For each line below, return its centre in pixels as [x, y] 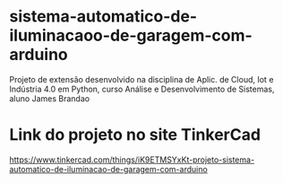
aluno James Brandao [50, 98]
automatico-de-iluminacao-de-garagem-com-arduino [108, 169]
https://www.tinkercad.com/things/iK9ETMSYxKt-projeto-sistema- [132, 160]
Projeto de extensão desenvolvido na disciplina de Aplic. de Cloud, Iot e [141, 79]
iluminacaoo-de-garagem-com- [131, 35]
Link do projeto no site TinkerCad [135, 135]
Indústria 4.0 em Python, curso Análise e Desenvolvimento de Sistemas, [142, 89]
